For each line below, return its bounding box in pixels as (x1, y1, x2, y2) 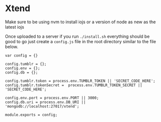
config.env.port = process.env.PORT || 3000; (5, 95, 99, 100)
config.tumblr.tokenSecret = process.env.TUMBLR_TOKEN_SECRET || (5, 83, 143, 88)
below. (5, 44, 18, 49)
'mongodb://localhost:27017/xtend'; (5, 104, 79, 109)
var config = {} (5, 53, 38, 58)
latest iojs (5, 24, 24, 30)
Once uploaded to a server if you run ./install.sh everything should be (5, 33, 150, 39)
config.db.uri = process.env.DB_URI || (5, 100, 86, 105)
